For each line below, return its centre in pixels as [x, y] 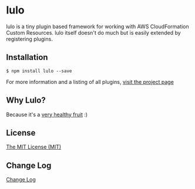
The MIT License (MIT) [34, 147]
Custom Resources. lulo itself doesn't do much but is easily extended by [93, 32]
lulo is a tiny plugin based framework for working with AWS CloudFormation [97, 26]
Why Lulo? [26, 100]
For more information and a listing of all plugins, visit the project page [90, 82]
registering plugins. [29, 39]
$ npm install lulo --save [39, 71]
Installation [27, 57]
